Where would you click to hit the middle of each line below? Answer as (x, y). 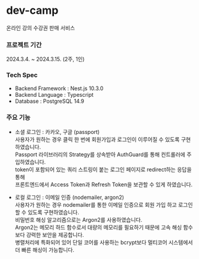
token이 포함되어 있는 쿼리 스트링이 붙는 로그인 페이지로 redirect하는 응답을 (103, 169)
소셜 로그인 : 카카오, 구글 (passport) (57, 132)
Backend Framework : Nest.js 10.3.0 (59, 88)
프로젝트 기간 (24, 44)
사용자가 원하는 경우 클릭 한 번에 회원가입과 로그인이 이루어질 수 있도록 (97, 139)
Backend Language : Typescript (54, 94)
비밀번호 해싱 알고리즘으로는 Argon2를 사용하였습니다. (79, 219)
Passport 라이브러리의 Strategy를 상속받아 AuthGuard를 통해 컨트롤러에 (100, 154)
